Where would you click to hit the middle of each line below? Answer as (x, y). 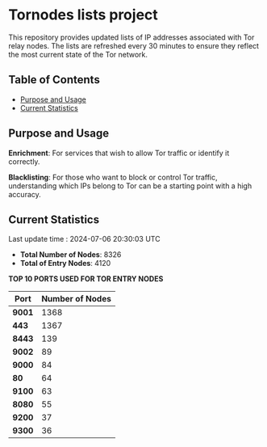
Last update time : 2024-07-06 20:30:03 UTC (84, 239)
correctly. (24, 161)
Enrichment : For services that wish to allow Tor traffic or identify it (119, 153)
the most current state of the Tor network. (78, 54)
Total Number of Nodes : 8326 (71, 255)
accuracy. (25, 194)
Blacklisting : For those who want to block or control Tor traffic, (113, 177)
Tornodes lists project (83, 15)
